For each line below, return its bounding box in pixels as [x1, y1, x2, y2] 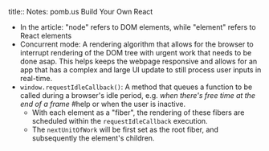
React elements [19, 31, 72, 40]
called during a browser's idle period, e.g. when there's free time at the [19, 91, 255, 100]
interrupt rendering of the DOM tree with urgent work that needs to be [19, 48, 252, 57]
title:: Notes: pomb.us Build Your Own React [8, 7, 153, 16]
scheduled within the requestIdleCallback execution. [31, 116, 208, 125]
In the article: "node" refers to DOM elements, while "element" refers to [19, 22, 256, 31]
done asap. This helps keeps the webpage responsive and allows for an [19, 56, 258, 66]
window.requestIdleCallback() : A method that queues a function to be [19, 82, 253, 92]
